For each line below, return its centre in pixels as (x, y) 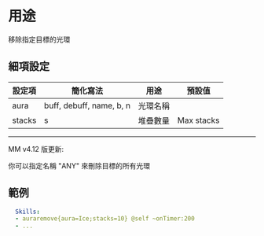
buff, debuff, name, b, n (88, 105)
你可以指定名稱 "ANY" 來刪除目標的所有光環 (79, 165)
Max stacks (198, 120)
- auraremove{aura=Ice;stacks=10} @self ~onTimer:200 (105, 219)
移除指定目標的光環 (39, 39)
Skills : (28, 212)
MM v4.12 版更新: (36, 149)
